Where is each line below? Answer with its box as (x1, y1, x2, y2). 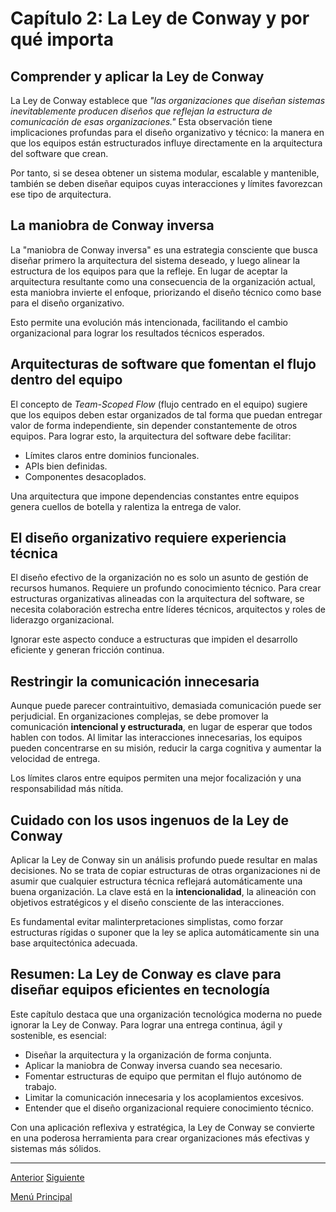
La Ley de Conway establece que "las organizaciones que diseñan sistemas (10, 95, 326, 106)
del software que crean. (10, 148, 109, 159)
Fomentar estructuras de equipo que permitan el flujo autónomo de (24, 1070, 302, 1082)
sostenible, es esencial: (10, 1029, 107, 1041)
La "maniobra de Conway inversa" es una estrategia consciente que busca (10, 243, 318, 256)
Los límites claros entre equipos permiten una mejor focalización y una (10, 772, 302, 784)
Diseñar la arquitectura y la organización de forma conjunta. (24, 1048, 272, 1061)
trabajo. (24, 1080, 57, 1092)
